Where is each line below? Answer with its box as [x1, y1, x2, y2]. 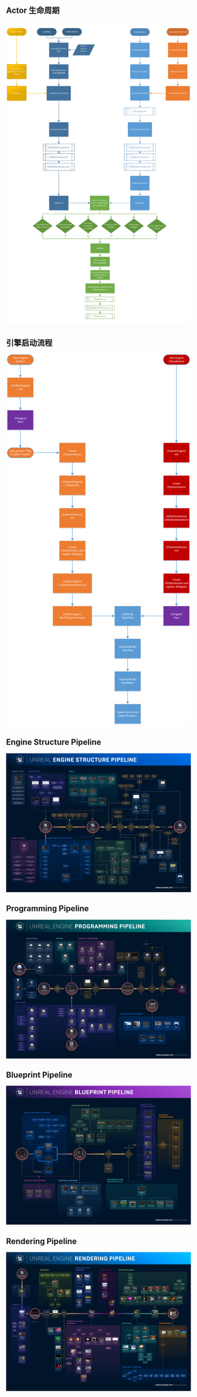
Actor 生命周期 [6, 5, 60, 16]
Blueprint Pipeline [6, 1070, 73, 1080]
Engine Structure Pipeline [6, 737, 101, 748]
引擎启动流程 [6, 337, 53, 348]
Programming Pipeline [6, 904, 89, 914]
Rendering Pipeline [6, 1236, 77, 1246]
